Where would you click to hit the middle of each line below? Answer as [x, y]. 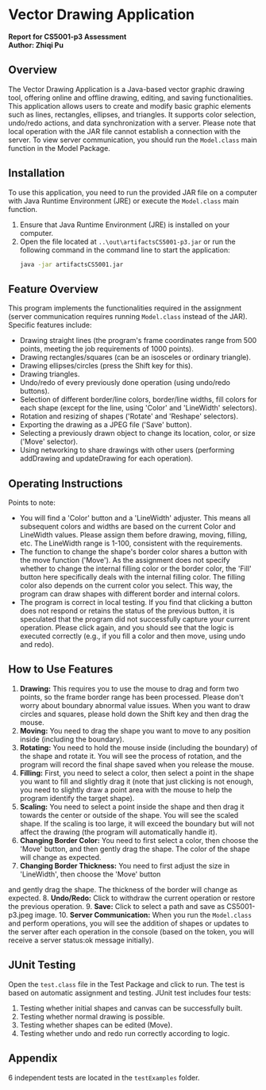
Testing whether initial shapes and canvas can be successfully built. [131, 1008]
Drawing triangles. [50, 374]
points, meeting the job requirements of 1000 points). [107, 349]
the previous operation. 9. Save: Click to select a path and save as [116, 906]
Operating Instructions [66, 483]
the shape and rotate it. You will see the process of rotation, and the [131, 756]
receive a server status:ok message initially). [81, 940]
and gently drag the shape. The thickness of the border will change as [123, 889]
